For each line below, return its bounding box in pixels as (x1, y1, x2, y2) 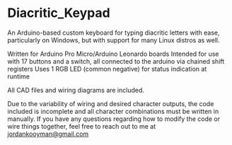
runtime (7, 72, 30, 81)
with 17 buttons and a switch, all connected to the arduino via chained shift (7, 57, 225, 65)
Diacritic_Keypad (7, 5, 111, 21)
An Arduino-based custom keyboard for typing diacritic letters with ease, (7, 28, 221, 37)
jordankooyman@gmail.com (7, 129, 89, 138)
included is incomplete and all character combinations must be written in (7, 107, 219, 115)
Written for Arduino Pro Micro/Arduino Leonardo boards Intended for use (7, 50, 219, 58)
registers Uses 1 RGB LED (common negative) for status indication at (7, 64, 207, 73)
